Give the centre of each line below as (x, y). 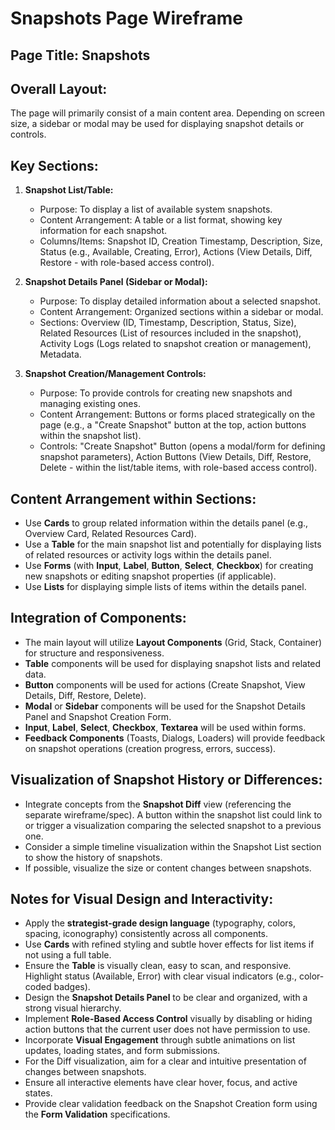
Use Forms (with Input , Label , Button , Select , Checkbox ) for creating (169, 566)
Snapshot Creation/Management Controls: (115, 374)
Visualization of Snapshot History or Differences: (166, 780)
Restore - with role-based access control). (127, 263)
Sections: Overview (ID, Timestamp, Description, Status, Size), (168, 323)
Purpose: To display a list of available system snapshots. (156, 209)
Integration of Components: (98, 618)
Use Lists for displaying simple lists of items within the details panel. (165, 587)
